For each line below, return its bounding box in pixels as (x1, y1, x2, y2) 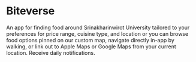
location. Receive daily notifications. (6, 49, 95, 56)
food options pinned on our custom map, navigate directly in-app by (6, 36, 175, 44)
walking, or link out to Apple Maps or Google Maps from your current (6, 43, 176, 50)
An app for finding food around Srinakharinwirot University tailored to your (6, 24, 190, 31)
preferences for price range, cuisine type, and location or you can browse (6, 30, 189, 37)
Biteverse (6, 4, 55, 18)
